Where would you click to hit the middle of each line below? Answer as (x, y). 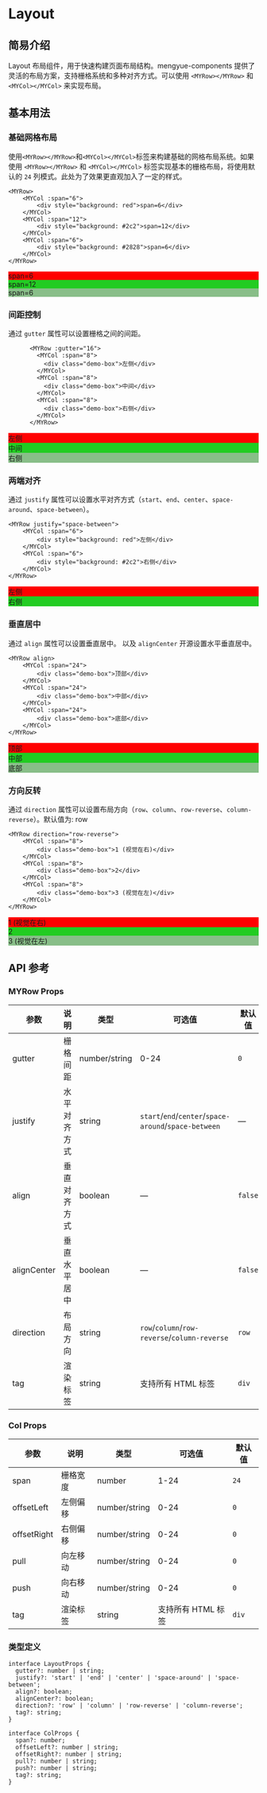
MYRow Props (36, 992)
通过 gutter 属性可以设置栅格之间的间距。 (77, 333)
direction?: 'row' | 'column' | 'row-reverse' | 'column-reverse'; (130, 1706)
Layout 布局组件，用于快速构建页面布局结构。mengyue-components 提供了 (132, 66)
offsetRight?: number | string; (69, 1754)
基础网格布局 (33, 137)
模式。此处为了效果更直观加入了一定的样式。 (113, 176)
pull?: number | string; (56, 1761)
